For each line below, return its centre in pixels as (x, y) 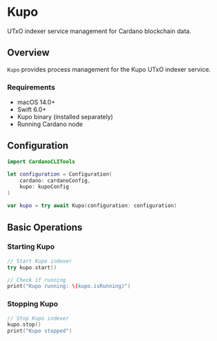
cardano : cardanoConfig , (55, 180)
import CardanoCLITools (41, 162)
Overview (29, 53)
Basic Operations (45, 227)
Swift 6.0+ (32, 110)
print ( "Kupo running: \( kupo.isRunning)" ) (69, 287)
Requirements (31, 87)
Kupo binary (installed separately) (65, 117)
